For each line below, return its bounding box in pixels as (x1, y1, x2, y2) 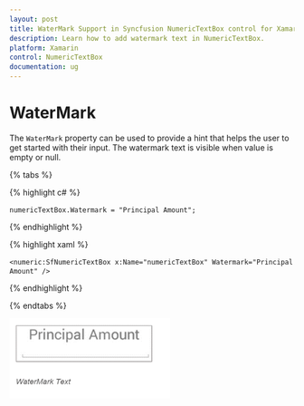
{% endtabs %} (9, 300, 67, 311)
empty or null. (9, 151, 62, 162)
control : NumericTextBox (9, 53, 103, 63)
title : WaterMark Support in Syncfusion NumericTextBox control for (9, 24, 273, 34)
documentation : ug (9, 63, 79, 72)
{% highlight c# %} (9, 187, 81, 198)
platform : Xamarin (9, 43, 79, 53)
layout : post (9, 14, 59, 24)
